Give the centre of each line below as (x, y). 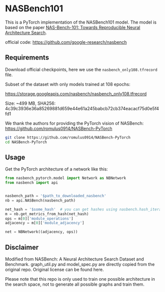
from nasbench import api (31, 183)
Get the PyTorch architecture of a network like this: (56, 169)
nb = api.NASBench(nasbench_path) (41, 200)
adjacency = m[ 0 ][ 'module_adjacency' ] (45, 223)
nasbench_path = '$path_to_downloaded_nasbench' (56, 196)
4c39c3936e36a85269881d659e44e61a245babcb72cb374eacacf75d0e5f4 (82, 108)
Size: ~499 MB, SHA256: (30, 103)
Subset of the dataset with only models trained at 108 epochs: (68, 84)
